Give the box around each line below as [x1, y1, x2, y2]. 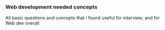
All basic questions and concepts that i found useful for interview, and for [5, 15, 160, 21]
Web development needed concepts [5, 3, 98, 10]
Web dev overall [5, 20, 39, 26]
